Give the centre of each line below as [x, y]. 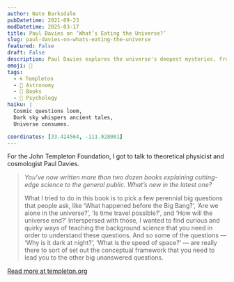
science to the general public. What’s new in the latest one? [126, 185]
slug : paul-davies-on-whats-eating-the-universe [79, 40]
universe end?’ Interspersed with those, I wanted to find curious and [122, 221]
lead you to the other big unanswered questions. [94, 258]
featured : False [31, 46]
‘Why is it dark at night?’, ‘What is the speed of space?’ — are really [120, 243]
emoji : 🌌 [20, 66]
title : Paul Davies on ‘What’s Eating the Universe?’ [87, 33]
